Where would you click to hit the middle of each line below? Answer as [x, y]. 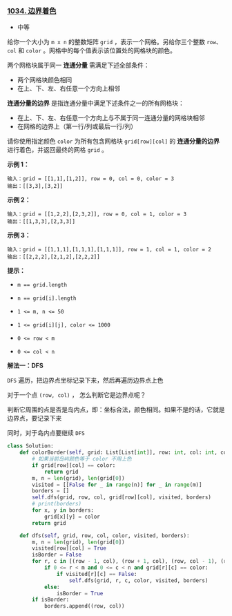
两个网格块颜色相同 [45, 80]
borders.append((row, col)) [85, 606]
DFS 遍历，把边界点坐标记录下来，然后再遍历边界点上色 [85, 381]
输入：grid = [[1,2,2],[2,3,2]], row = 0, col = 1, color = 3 [97, 214]
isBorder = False [57, 555]
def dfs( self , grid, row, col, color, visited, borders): [105, 536]
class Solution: [30, 446]
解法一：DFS [25, 366]
